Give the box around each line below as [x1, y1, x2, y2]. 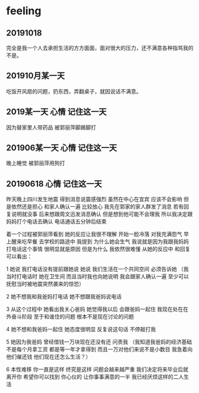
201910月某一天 [6, 71, 65, 81]
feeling [6, 4, 42, 18]
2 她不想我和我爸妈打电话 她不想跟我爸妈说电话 [6, 293, 122, 300]
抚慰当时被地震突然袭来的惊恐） [6, 281, 84, 288]
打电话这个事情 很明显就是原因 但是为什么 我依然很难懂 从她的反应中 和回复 [6, 246, 191, 253]
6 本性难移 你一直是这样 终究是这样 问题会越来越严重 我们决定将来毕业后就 [6, 366, 189, 373]
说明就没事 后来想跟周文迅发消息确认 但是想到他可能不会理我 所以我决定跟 [11, 210, 193, 218]
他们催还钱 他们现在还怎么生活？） [6, 353, 91, 360]
